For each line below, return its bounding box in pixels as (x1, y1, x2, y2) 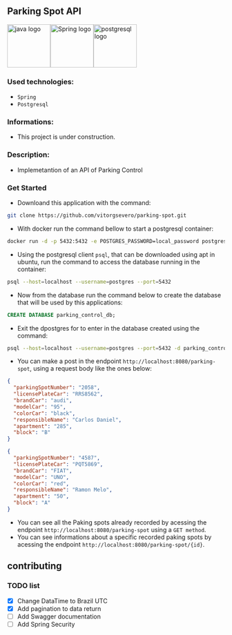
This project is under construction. (17, 133, 115, 141)
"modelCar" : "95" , (13, 403, 67, 410)
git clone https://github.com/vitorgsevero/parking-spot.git (7, 212, 187, 219)
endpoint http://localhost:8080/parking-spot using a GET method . (17, 525, 206, 534)
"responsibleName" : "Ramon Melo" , (13, 487, 113, 494)
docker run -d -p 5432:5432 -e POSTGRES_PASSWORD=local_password (7, 237, 199, 244)
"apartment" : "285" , (13, 422, 72, 430)
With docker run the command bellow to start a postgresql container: (17, 224, 214, 233)
